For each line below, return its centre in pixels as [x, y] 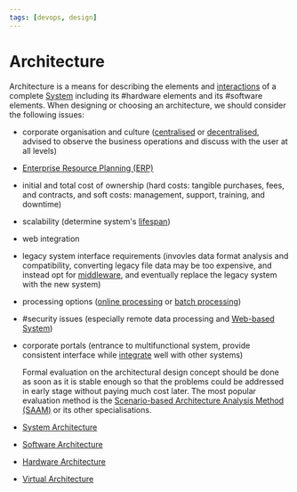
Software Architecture [63, 444]
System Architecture [60, 427]
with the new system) [61, 284]
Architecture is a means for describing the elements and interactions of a [143, 86]
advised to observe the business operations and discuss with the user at [155, 141]
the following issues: [47, 114]
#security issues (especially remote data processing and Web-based [148, 319]
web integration [51, 238]
